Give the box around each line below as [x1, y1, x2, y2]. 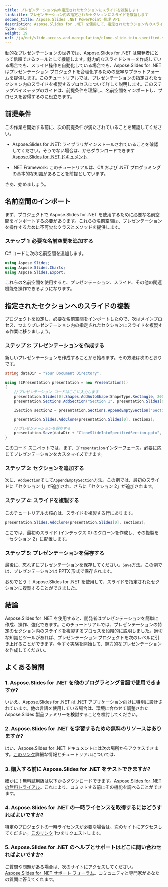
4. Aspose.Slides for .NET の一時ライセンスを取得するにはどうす [5, 804, 162, 811]
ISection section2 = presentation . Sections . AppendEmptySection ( [14, 408, 151, 413]
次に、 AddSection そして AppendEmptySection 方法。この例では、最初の [5, 477, 146, 483]
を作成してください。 [5, 647, 49, 653]
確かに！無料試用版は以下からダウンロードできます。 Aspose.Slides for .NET [5, 778, 162, 784]
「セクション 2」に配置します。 [5, 536, 70, 542]
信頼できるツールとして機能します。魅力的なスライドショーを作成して [13, 56, 157, 62]
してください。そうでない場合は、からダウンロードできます [12, 147, 135, 153]
